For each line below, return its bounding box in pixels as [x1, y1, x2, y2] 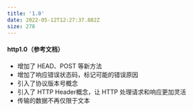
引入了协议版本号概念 [17, 79, 78, 87]
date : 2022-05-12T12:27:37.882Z [7, 17, 100, 23]
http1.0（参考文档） [7, 45, 64, 53]
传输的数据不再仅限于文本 [17, 96, 90, 104]
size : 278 [7, 23, 36, 30]
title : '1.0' [7, 10, 45, 17]
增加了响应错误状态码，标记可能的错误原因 [17, 70, 139, 79]
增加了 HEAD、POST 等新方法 [17, 61, 102, 70]
